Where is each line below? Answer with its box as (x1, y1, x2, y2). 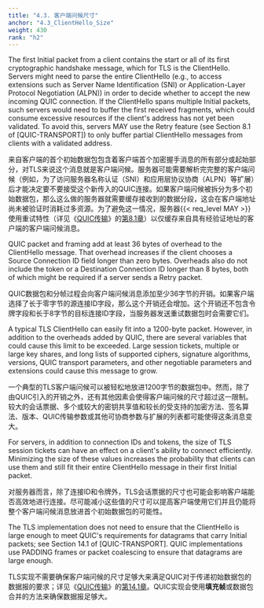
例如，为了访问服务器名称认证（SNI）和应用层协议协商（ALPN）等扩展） (21, 175, 255, 184)
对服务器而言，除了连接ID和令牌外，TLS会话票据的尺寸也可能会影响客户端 (8, 487, 248, 496)
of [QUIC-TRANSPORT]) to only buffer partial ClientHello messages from (8, 131, 244, 140)
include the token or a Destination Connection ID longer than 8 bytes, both (8, 264, 249, 274)
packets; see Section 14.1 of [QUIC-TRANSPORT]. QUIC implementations (8, 540, 244, 549)
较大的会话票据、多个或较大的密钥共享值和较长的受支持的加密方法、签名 (8, 402, 242, 411)
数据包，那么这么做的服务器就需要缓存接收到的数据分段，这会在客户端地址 (14, 194, 256, 204)
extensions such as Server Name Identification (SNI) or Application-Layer (8, 80, 246, 90)
